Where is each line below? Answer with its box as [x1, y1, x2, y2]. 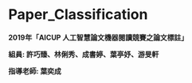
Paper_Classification [8, 6, 148, 24]
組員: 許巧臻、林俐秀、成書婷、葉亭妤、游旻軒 [8, 49, 159, 58]
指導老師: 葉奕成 [8, 66, 61, 76]
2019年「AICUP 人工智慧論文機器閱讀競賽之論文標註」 [8, 32, 189, 42]
